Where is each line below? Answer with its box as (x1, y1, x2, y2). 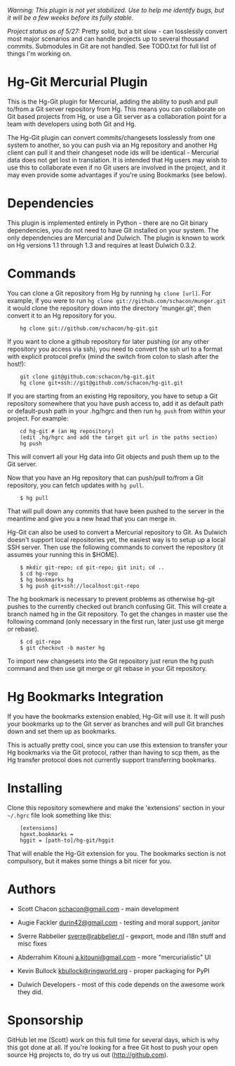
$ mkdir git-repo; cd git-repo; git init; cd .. (20, 564, 165, 571)
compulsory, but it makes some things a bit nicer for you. (7, 856, 172, 865)
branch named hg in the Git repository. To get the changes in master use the (7, 610, 228, 618)
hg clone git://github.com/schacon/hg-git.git (20, 325, 159, 332)
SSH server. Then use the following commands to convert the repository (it (7, 543, 224, 551)
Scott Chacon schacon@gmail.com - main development (17, 904, 180, 913)
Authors (7, 881, 56, 897)
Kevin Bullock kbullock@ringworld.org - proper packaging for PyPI (17, 966, 210, 975)
